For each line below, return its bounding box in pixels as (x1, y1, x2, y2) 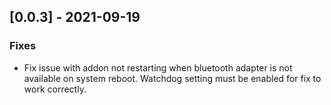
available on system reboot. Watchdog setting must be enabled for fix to (23, 72, 322, 84)
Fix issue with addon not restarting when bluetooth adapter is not (23, 61, 293, 74)
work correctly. (23, 83, 87, 95)
